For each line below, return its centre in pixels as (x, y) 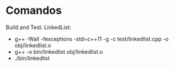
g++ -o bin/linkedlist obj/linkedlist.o (59, 51)
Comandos (34, 11)
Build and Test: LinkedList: (38, 27)
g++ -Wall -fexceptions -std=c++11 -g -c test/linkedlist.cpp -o (91, 39)
